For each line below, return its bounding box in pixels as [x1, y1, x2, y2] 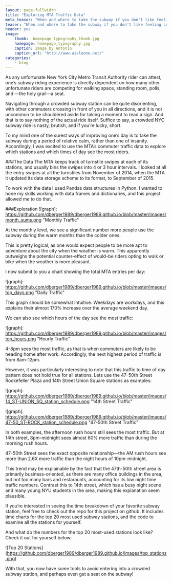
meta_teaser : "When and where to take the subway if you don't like [5, 17, 155, 22]
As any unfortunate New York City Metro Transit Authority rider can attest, [5, 74, 162, 80]
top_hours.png [5, 336, 36, 342]
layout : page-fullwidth [5, 7, 56, 13]
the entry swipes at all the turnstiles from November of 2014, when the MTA [5, 170, 165, 176]
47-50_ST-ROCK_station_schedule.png [5, 420, 88, 426]
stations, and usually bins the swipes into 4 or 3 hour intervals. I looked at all [5, 164, 166, 170]
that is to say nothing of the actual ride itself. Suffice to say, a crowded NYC [5, 117, 165, 123]
